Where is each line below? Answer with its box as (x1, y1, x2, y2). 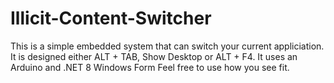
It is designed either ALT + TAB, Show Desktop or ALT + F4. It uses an (10, 50, 298, 62)
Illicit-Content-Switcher (10, 7, 212, 30)
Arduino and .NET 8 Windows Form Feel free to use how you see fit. (10, 61, 290, 73)
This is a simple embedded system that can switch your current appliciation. (10, 40, 325, 52)
